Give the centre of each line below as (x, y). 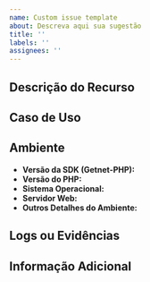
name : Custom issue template (63, 17)
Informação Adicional (71, 266)
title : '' (28, 34)
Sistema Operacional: (63, 188)
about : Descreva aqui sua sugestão (75, 26)
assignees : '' (36, 51)
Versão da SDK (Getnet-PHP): (79, 169)
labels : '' (29, 43)
